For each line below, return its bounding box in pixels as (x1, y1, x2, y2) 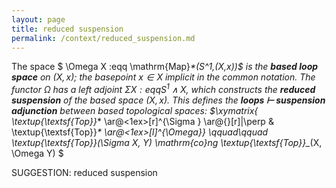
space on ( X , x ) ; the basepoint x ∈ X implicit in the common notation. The (11, 71, 316, 83)
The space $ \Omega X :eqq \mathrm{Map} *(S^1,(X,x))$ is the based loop (11, 61, 319, 73)
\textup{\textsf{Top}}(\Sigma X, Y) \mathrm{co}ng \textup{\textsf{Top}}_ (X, (11, 137, 323, 149)
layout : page (11, 14, 66, 25)
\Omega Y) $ (11, 147, 64, 160)
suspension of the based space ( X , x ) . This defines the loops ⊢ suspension (11, 94, 326, 106)
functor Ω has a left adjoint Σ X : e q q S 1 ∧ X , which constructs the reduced (11, 82, 316, 96)
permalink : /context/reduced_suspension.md (11, 33, 196, 43)
